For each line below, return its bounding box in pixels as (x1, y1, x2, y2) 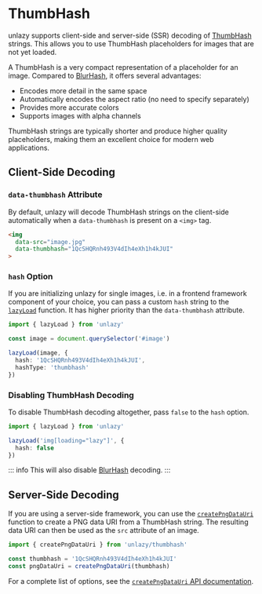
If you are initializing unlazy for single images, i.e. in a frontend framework (8, 289, 247, 298)
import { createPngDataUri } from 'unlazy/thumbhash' (8, 541, 188, 549)
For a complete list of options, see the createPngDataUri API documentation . (8, 576, 254, 585)
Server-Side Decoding (8, 488, 119, 501)
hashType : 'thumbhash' (15, 363, 89, 371)
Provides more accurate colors (19, 103, 119, 112)
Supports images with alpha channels (19, 111, 141, 120)
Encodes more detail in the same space (19, 86, 147, 95)
